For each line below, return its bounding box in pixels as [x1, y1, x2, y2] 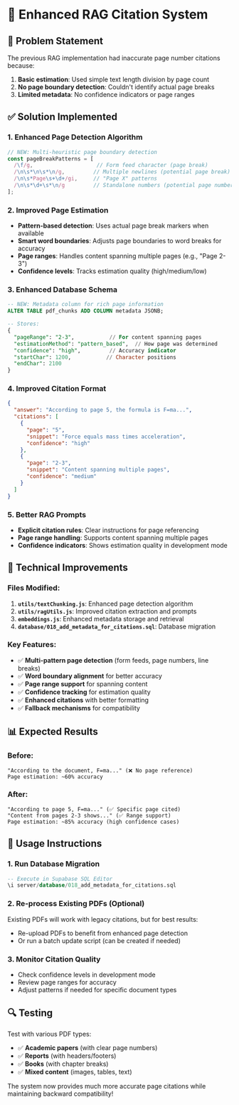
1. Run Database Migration [7, 859, 100, 869]
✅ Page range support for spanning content [17, 679, 148, 688]
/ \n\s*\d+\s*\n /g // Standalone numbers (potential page [14, 182, 212, 189]
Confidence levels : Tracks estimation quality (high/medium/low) [17, 267, 208, 275]
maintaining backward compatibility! [7, 1089, 114, 1098]
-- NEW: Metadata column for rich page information [7, 301, 164, 308]
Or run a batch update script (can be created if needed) [17, 936, 181, 944]
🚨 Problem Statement [7, 35, 104, 47]
